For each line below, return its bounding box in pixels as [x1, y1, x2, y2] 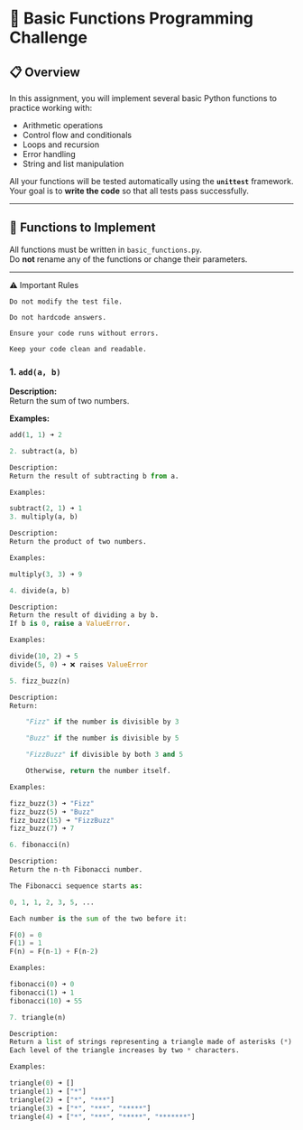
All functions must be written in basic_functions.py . [9, 244, 203, 255]
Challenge [9, 27, 88, 48]
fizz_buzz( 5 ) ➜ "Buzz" [9, 808, 95, 817]
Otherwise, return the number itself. [25, 767, 171, 776]
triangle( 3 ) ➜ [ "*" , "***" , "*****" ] [9, 1104, 151, 1113]
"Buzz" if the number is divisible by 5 [25, 733, 179, 743]
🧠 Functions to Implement [9, 220, 156, 236]
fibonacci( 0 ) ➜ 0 [9, 980, 75, 989]
